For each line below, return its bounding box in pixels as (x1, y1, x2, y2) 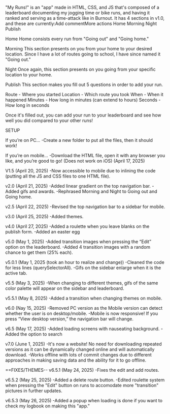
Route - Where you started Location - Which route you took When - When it (5, 92, 163, 97)
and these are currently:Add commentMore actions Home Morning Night (5, 20, 157, 26)
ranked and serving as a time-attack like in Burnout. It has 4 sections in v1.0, (5, 15, 165, 21)
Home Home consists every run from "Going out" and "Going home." (5, 36, 149, 42)
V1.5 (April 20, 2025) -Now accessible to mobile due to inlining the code (5, 168, 156, 173)
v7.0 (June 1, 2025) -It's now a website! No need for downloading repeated (5, 341, 162, 347)
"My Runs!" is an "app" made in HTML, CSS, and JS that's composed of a (5, 5, 160, 10)
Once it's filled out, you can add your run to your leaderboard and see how (5, 112, 161, 118)
